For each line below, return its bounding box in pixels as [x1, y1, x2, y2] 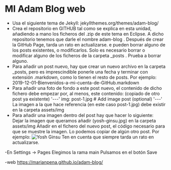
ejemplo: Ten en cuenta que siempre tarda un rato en [12, 134, 154, 140]
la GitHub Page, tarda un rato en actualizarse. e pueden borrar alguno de [12, 41, 165, 47]
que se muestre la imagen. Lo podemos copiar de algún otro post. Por [12, 128, 159, 134]
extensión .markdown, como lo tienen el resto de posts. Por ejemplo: [12, 74, 157, 80]
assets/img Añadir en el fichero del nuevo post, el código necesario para [12, 123, 165, 129]
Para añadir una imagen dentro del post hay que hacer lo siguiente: [12, 112, 154, 118]
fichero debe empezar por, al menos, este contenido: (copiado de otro [12, 90, 160, 96]
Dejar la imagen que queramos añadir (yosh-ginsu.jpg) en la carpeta [12, 117, 156, 124]
